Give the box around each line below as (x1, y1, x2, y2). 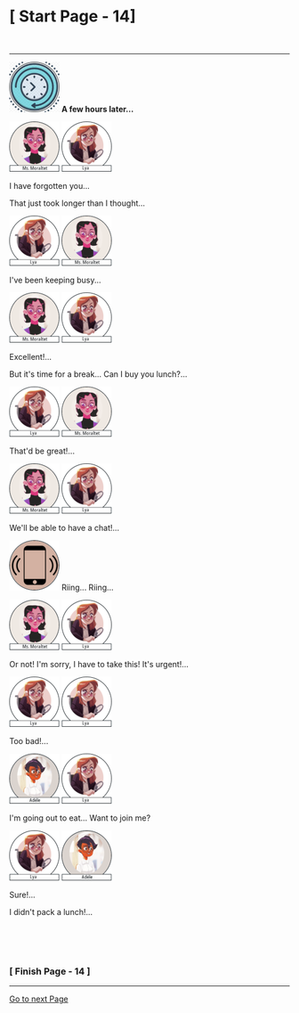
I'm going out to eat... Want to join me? (9, 813, 151, 823)
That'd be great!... (9, 445, 76, 456)
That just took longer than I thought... (9, 198, 145, 208)
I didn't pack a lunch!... (9, 906, 93, 917)
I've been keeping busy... (9, 274, 101, 285)
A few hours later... (61, 103, 134, 114)
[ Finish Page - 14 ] (9, 965, 91, 977)
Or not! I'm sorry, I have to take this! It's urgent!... (9, 658, 190, 669)
